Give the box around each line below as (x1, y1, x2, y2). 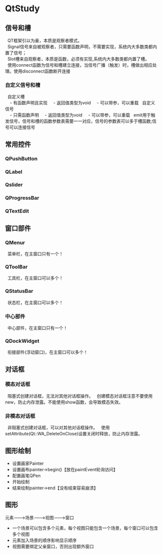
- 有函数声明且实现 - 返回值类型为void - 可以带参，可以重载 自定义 (9, 100, 156, 106)
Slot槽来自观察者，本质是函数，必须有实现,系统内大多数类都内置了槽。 (7, 56, 150, 62)
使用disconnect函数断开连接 (13, 68, 71, 74)
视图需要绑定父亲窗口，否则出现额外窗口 (12, 543, 94, 549)
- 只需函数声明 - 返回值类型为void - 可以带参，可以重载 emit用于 (9, 112, 151, 118)
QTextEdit (5, 208, 29, 215)
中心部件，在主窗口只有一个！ (7, 325, 68, 331)
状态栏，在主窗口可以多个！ (7, 300, 64, 305)
